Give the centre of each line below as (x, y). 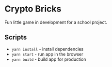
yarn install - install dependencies (47, 49)
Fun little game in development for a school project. (56, 22)
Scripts (16, 37)
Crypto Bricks (33, 9)
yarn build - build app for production (49, 59)
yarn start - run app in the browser (47, 54)
